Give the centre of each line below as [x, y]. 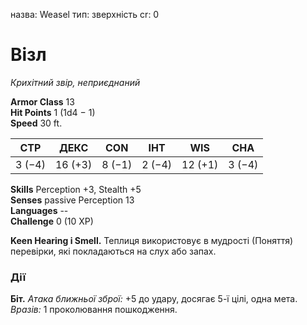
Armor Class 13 [42, 101]
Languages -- [39, 210]
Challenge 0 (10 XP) [52, 221]
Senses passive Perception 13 [72, 200]
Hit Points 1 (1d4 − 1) [53, 112]
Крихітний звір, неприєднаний [75, 82]
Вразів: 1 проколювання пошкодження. [94, 310]
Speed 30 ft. [36, 123]
